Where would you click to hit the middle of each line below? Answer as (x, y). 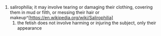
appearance (29, 28)
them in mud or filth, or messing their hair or (55, 12)
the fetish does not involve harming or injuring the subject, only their (87, 23)
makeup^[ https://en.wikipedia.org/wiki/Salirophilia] (61, 18)
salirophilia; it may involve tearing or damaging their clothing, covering (81, 7)
